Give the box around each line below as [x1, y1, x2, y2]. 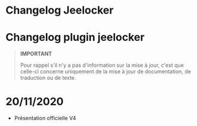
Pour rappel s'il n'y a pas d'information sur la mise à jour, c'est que [20, 62, 184, 69]
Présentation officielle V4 [14, 115, 77, 122]
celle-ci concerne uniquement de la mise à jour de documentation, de [20, 68, 192, 75]
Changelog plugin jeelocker [5, 31, 145, 44]
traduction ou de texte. [20, 75, 77, 82]
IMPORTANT [20, 50, 52, 57]
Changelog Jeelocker [5, 4, 114, 17]
